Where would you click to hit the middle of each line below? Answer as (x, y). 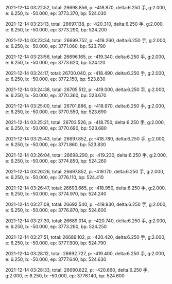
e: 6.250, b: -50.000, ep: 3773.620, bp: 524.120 (55, 63)
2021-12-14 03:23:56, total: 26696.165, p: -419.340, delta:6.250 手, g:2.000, (85, 57)
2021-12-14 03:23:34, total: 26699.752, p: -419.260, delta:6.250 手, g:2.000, (86, 40)
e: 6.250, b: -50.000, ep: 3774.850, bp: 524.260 (56, 161)
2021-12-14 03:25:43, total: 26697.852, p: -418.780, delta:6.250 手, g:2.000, (85, 139)
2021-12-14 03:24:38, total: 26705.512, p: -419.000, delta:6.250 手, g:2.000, (85, 90)
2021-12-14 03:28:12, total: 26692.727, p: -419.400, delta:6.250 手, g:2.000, (85, 253)
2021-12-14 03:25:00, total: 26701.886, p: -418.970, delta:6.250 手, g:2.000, (85, 106)
